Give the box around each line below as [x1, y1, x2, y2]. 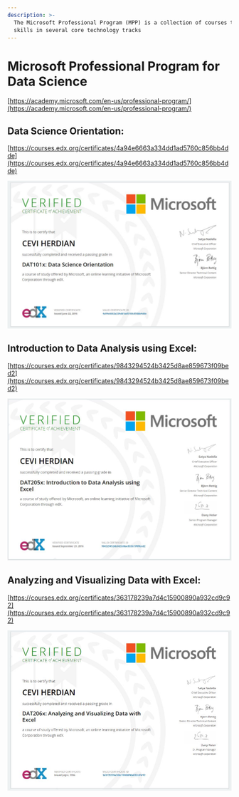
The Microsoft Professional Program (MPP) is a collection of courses [14, 19, 228, 26]
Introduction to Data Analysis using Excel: [7, 343, 197, 355]
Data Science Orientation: [7, 125, 124, 137]
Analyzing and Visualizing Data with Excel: [7, 574, 201, 587]
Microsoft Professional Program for [7, 58, 221, 74]
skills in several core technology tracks [14, 26, 142, 33]
